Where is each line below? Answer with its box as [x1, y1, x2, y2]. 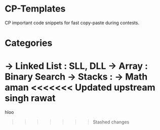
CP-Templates [5, 3, 66, 15]
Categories [5, 37, 53, 49]
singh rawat [5, 93, 56, 104]
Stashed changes [93, 119, 130, 125]
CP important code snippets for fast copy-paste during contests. [5, 20, 140, 26]
